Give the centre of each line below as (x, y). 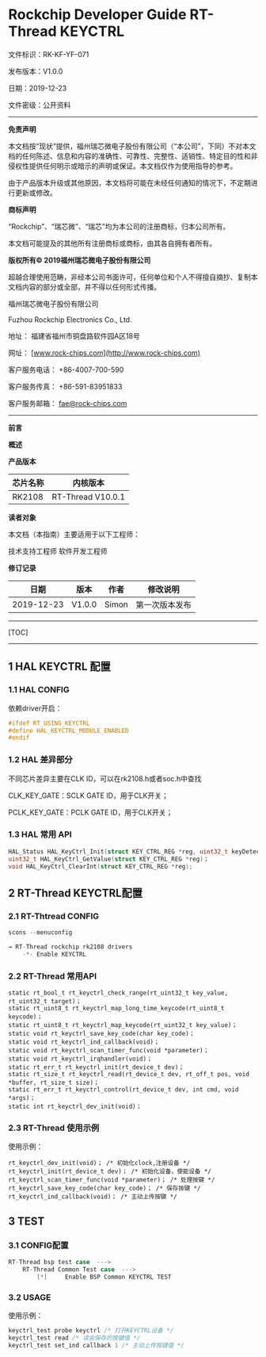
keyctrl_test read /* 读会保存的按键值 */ (74, 1338)
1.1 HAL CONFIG (39, 690)
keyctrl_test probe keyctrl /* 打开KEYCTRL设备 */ (91, 1330)
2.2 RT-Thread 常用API (53, 976)
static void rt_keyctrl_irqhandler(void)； (80, 1059)
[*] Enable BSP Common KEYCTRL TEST (104, 1277)
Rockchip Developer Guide (97, 15)
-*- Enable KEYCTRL (55, 954)
